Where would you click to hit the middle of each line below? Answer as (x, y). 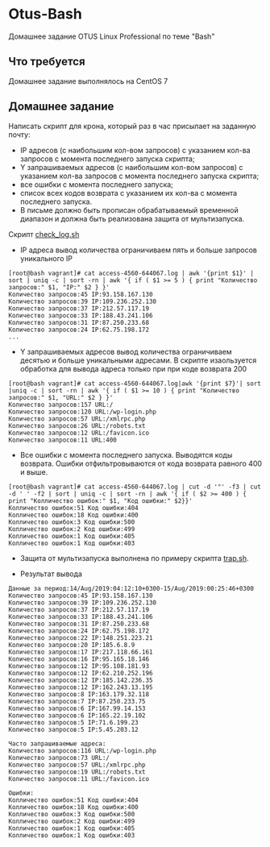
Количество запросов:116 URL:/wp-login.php (83, 750)
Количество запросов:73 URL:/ (59, 758)
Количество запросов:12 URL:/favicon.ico (79, 433)
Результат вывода (51, 574)
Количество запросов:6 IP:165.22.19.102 (77, 715)
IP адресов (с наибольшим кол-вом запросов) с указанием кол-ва (135, 150)
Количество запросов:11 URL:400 (62, 440)
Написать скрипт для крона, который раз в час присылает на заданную (132, 126)
